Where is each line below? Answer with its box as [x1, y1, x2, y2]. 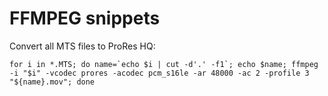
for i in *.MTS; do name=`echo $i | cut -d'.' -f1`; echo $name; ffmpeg [9, 59, 319, 69]
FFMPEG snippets [9, 7, 161, 30]
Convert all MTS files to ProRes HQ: [9, 40, 156, 52]
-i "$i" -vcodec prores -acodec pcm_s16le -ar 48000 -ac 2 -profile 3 [9, 68, 310, 78]
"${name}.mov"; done [9, 77, 96, 87]
